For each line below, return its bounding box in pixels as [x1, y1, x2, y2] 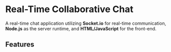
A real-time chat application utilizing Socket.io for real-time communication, [5, 20, 166, 26]
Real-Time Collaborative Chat [5, 4, 134, 15]
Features [5, 40, 34, 49]
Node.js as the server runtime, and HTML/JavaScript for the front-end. [5, 25, 157, 31]
